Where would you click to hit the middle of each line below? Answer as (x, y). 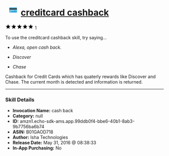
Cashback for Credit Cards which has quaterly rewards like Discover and (80, 76)
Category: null (28, 116)
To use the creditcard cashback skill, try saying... (56, 37)
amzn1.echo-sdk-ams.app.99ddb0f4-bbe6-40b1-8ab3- (77, 121)
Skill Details (20, 100)
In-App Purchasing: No (37, 148)
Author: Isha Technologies (40, 137)
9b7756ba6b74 (28, 127)
